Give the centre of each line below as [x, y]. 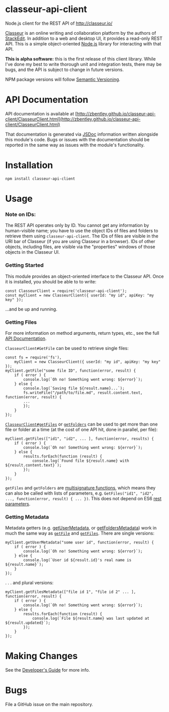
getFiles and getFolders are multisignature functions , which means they [80, 488]
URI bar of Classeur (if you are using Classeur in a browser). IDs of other [80, 242]
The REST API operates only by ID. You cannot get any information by [77, 225]
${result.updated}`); [28, 623]
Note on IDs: [21, 214]
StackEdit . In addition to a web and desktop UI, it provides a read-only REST [84, 38]
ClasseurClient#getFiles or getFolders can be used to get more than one [81, 424]
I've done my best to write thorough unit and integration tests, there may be [83, 64]
